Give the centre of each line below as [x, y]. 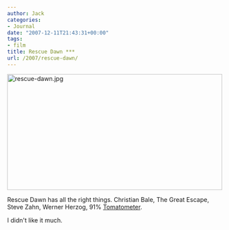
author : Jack [26, 13]
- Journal [21, 26]
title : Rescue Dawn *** [41, 52]
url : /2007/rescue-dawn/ [43, 58]
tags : [15, 39]
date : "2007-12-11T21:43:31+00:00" [58, 33]
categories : [24, 20]
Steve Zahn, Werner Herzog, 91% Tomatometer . [75, 207]
